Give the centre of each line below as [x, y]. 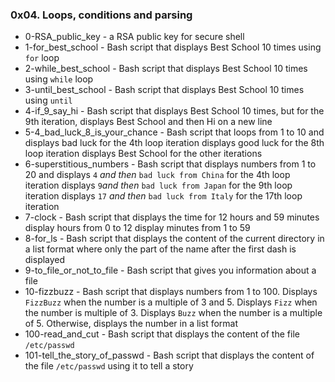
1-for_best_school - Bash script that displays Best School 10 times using [173, 47]
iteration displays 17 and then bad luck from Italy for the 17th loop [163, 196]
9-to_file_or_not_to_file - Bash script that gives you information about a [170, 270]
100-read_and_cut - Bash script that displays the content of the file [162, 334]
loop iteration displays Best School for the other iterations [143, 154]
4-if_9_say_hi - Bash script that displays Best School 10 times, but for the [174, 111]
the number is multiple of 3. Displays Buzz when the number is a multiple [173, 313]
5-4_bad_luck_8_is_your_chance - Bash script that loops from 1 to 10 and [174, 132]
